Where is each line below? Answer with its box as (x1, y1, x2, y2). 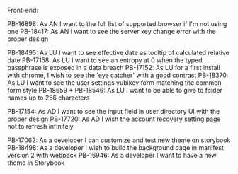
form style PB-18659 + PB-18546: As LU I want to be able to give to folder (7, 86, 223, 94)
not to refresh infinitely (7, 122, 74, 130)
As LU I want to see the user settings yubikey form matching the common (7, 79, 222, 87)
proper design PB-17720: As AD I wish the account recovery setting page (7, 115, 221, 123)
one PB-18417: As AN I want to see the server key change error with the (7, 28, 216, 35)
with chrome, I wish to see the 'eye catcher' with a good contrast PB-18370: (7, 71, 229, 79)
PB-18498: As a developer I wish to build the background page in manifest (7, 144, 225, 151)
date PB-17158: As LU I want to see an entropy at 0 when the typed (7, 56, 203, 64)
